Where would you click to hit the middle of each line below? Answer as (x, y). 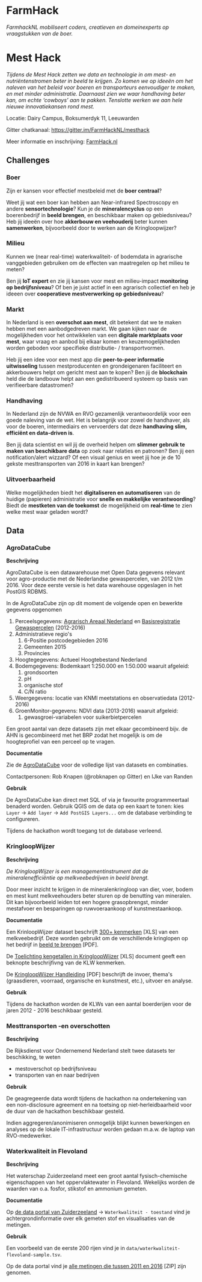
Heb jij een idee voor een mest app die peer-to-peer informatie (85, 360)
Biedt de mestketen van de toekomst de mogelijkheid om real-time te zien (99, 505)
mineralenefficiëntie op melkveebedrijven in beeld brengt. (78, 877)
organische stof (43, 685)
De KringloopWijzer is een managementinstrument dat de (77, 871)
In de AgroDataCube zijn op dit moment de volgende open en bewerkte (95, 603)
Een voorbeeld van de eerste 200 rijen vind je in (66, 1248)
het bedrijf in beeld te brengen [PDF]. (53, 945)
